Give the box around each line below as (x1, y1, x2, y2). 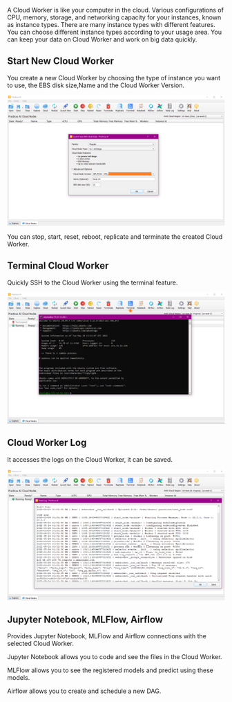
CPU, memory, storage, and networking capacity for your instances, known (7, 13, 222, 21)
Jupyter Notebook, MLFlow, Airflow (7, 613, 164, 625)
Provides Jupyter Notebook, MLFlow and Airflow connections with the (7, 632, 207, 640)
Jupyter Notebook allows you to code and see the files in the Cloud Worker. (7, 653, 222, 661)
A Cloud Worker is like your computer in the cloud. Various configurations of (7, 6, 224, 14)
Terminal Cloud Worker (7, 260, 109, 272)
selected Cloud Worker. (7, 640, 74, 648)
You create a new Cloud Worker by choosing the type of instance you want (7, 73, 221, 82)
